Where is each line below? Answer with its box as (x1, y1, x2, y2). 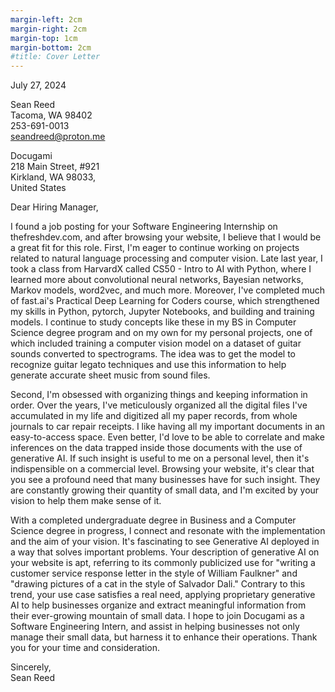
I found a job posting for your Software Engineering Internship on (10, 221, 278, 233)
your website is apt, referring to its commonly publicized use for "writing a (10, 557, 316, 569)
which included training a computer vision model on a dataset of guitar (10, 337, 302, 350)
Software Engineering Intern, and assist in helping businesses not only (10, 621, 300, 633)
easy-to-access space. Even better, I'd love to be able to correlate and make (10, 431, 325, 443)
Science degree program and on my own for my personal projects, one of (10, 327, 313, 339)
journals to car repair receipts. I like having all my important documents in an (10, 421, 326, 433)
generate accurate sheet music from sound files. (10, 369, 211, 381)
